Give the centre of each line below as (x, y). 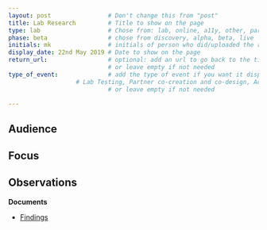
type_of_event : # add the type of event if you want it (126, 75)
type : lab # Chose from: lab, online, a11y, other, (128, 30)
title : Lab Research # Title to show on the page (106, 23)
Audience (33, 129)
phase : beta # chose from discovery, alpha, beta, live (131, 38)
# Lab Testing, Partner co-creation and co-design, (163, 82)
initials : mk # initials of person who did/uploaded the (131, 45)
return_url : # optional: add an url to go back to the (129, 60)
